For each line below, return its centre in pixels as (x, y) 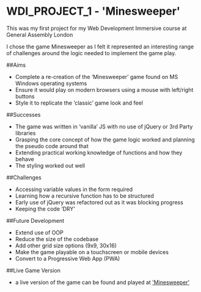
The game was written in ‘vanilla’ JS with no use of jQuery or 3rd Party (104, 126)
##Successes (24, 114)
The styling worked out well (50, 165)
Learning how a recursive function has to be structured (85, 196)
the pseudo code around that (52, 146)
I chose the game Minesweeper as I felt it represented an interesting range (100, 47)
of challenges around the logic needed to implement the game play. (91, 53)
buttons (25, 96)
